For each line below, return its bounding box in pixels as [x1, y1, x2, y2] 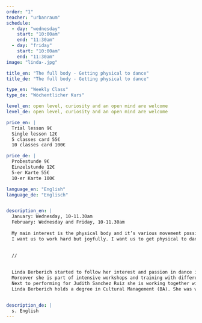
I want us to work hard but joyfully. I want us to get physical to [11, 236, 187, 242]
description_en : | [6, 208, 52, 214]
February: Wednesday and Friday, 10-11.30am [11, 219, 125, 225]
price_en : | [6, 119, 36, 125]
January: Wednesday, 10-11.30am [11, 213, 93, 220]
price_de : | [6, 153, 36, 159]
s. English [11, 308, 39, 314]
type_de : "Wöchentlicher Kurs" [6, 92, 85, 98]
